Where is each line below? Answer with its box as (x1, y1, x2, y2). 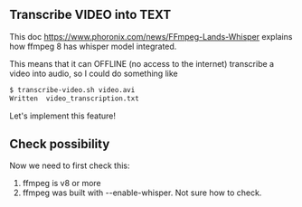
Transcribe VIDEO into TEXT (9, 7, 172, 23)
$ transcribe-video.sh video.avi (9, 85, 136, 94)
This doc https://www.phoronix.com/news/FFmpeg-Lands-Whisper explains (9, 31, 293, 42)
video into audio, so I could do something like (9, 68, 178, 79)
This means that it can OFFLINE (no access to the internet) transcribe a (9, 58, 274, 69)
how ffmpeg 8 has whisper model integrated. (9, 41, 177, 52)
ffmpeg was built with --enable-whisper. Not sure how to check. (22, 187, 262, 198)
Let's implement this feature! (9, 110, 116, 121)
